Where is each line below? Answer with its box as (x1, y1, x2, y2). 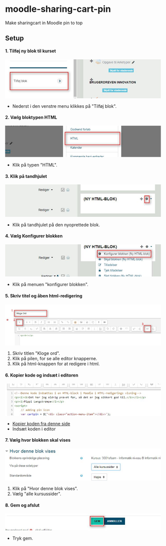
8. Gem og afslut (5, 503, 40, 508)
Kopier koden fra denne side (12, 420, 71, 426)
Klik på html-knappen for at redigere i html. (12, 361, 100, 367)
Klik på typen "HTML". (12, 162, 58, 168)
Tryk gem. (12, 535, 34, 541)
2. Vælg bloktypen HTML (5, 115, 57, 121)
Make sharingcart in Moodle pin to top (5, 20, 83, 26)
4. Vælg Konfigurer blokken (5, 233, 63, 239)
